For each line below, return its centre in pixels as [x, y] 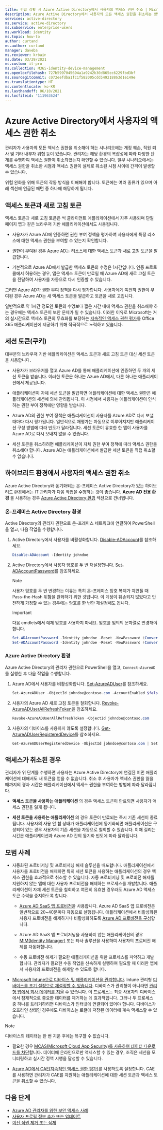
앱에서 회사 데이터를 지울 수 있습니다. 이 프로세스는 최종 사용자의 [78, 992]
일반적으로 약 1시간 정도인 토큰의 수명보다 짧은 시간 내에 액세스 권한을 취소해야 [79, 306]
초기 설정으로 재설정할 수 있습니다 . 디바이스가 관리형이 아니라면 [89, 986]
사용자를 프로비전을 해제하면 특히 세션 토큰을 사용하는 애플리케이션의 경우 [81, 871]
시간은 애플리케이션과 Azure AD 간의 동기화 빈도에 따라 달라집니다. [75, 836]
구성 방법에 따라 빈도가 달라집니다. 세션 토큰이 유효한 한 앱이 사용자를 [82, 427]
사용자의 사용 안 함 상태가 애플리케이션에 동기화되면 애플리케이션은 [89, 824]
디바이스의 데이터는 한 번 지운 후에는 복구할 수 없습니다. [57, 1036]
